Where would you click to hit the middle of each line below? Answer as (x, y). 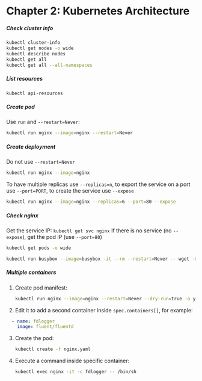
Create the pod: (34, 338)
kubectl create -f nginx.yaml (53, 349)
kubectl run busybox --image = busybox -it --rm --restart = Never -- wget (98, 259)
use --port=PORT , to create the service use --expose (70, 191)
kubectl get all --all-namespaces (50, 65)
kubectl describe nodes (36, 54)
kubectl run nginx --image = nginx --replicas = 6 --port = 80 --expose (91, 202)
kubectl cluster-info (33, 43)
